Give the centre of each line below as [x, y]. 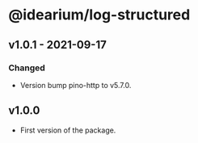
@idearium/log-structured [99, 15]
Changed [27, 68]
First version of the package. [68, 130]
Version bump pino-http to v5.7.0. [76, 85]
